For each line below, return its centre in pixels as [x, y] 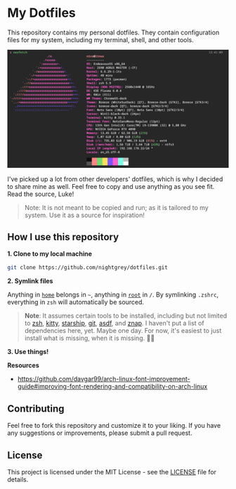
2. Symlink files [30, 281]
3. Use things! [28, 352]
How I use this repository [63, 237]
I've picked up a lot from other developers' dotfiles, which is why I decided [115, 179]
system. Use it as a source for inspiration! [85, 215]
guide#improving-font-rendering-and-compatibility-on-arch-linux [112, 386]
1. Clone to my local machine [50, 254]
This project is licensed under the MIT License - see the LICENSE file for [112, 471]
